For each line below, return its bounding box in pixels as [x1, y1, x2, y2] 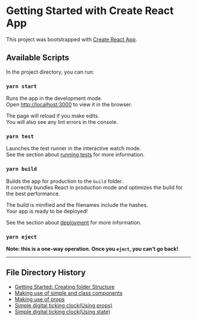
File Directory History [6, 268, 86, 278]
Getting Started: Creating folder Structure [14, 283, 115, 290]
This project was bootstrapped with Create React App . [6, 36, 138, 43]
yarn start [6, 83, 37, 89]
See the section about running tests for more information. [6, 151, 145, 158]
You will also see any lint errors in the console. [6, 119, 118, 126]
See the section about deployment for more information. [6, 219, 142, 226]
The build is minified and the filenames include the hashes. [6, 201, 148, 208]
